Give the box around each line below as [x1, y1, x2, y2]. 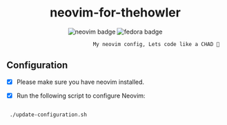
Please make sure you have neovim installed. [16, 78, 145, 86]
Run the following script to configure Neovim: [16, 91, 146, 100]
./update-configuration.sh [9, 111, 88, 118]
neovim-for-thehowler [50, 5, 181, 21]
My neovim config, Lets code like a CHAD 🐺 [92, 41, 220, 47]
